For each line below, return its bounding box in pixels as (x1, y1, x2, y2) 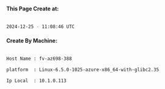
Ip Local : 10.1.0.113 (6, 78, 67, 84)
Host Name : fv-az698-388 (6, 55, 72, 62)
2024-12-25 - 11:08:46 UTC (6, 24, 75, 30)
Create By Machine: (6, 37, 58, 44)
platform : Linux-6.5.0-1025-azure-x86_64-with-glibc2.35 (6, 67, 160, 73)
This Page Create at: (6, 5, 59, 12)
